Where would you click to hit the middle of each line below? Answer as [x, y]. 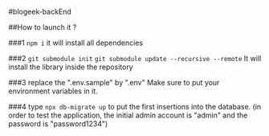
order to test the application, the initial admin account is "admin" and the [128, 115]
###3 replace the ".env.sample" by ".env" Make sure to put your [114, 82]
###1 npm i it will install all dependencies [75, 43]
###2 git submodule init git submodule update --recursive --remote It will [135, 58]
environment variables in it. [53, 91]
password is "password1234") [58, 124]
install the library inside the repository [71, 67]
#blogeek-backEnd [40, 12]
